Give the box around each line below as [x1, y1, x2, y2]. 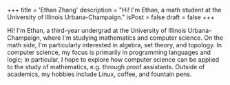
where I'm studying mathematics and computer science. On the [43, 34, 224, 42]
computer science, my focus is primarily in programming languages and [7, 48, 211, 56]
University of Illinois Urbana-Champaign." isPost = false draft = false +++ [7, 13, 215, 21]
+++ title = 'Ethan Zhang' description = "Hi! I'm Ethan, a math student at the [7, 6, 222, 14]
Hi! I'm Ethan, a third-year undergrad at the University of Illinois [7, 27, 187, 34]
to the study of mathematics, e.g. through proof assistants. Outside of [7, 63, 205, 71]
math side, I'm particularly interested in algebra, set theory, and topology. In [7, 41, 222, 49]
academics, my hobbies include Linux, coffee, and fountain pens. [7, 70, 192, 78]
